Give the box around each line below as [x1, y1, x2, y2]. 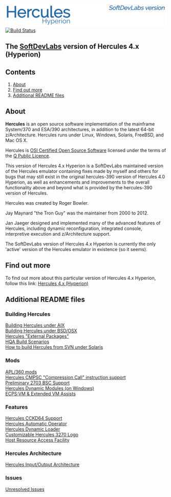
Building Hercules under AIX [5, 322, 65, 328]
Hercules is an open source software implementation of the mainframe [5, 120, 155, 127]
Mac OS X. [5, 137, 28, 143]
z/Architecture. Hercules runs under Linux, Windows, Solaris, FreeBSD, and [5, 132, 164, 138]
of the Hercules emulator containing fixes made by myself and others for [5, 168, 159, 174]
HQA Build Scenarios [5, 339, 50, 345]
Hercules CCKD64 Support [5, 415, 62, 421]
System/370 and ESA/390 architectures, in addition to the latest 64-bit [5, 126, 154, 132]
